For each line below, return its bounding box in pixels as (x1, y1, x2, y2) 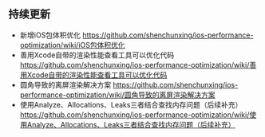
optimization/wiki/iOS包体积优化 (19, 40, 125, 49)
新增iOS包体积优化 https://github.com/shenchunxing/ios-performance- (19, 30, 254, 40)
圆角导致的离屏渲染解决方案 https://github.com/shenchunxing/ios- (19, 80, 239, 89)
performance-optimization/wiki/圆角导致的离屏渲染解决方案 (19, 90, 216, 100)
